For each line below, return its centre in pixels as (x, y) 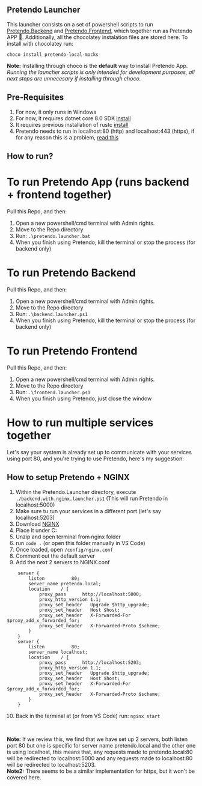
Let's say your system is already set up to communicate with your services (99, 452)
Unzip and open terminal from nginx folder (68, 537)
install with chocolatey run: (40, 43)
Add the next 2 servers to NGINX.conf (63, 562)
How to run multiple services (80, 423)
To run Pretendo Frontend (72, 351)
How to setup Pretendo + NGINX (68, 477)
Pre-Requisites (35, 98)
